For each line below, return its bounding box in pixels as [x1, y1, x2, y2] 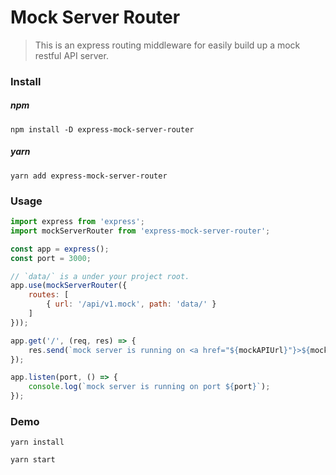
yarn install [10, 437, 65, 448]
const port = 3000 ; [10, 253, 92, 263]
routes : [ [28, 290, 70, 300]
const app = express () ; [10, 244, 110, 254]
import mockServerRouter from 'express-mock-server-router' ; [10, 226, 271, 236]
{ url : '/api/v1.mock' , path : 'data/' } [46, 299, 217, 310]
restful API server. [34, 49, 109, 61]
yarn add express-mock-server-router [10, 171, 168, 181]
